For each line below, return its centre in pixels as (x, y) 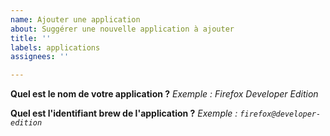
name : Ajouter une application (75, 19)
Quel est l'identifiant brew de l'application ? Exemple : (124, 113)
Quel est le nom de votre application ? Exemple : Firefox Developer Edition (164, 94)
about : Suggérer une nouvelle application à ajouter (122, 29)
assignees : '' (40, 57)
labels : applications (55, 47)
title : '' (31, 38)
